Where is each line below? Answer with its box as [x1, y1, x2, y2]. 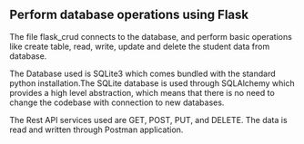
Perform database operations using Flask [9, 7, 248, 23]
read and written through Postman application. [9, 124, 184, 135]
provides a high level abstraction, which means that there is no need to [9, 87, 275, 98]
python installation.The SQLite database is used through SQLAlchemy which [9, 77, 295, 89]
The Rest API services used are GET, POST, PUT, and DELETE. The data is [9, 114, 289, 125]
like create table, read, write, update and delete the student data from [9, 41, 270, 52]
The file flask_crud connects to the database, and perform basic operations [9, 31, 293, 42]
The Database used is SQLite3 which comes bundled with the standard [9, 68, 276, 79]
